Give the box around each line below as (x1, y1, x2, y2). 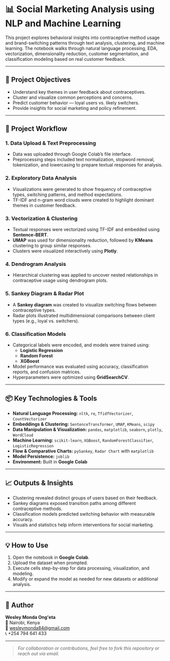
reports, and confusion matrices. (12, 369, 81, 375)
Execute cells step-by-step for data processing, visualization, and (12, 565, 150, 571)
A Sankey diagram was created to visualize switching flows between (12, 301, 157, 307)
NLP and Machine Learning (5, 18, 121, 29)
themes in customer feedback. (12, 202, 77, 208)
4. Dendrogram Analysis (5, 260, 66, 267)
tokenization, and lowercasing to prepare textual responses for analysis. (12, 162, 163, 168)
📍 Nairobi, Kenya (5, 619, 40, 626)
